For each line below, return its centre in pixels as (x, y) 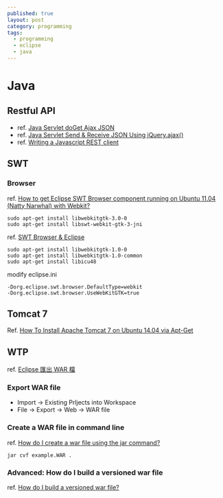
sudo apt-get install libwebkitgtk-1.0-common (75, 256)
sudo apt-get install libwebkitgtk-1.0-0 (67, 249)
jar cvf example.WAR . (39, 455)
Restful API (32, 111)
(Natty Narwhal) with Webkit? (49, 205)
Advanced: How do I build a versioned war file (85, 473)
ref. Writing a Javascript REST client (68, 142)
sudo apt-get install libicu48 (52, 262)
